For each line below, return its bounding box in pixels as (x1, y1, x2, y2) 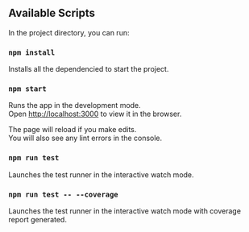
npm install (8, 48, 56, 57)
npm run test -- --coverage (8, 189, 118, 199)
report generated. (8, 215, 67, 224)
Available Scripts (8, 6, 95, 20)
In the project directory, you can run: (8, 27, 130, 37)
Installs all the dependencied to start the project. (8, 64, 169, 74)
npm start (8, 85, 47, 93)
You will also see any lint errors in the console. (8, 133, 163, 143)
